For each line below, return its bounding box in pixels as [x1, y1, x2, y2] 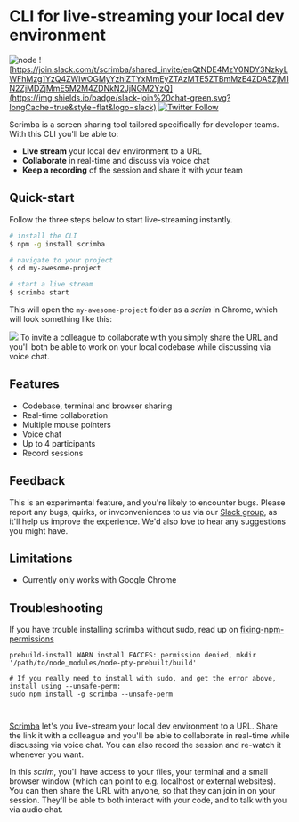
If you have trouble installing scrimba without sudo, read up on [9, 625, 238, 635]
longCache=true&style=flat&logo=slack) [9, 101, 158, 112]
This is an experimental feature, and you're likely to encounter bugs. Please [9, 496, 286, 508]
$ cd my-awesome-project [9, 264, 101, 273]
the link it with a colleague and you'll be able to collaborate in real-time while [9, 730, 290, 741]
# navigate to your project [9, 255, 114, 264]
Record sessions [21, 447, 84, 458]
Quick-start [9, 190, 75, 205]
